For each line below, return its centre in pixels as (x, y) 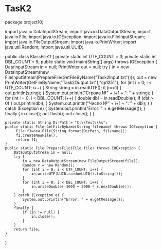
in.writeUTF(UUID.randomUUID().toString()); (77, 174)
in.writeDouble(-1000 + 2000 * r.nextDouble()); (81, 187)
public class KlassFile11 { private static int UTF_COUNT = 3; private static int (81, 56)
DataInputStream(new (27, 72)
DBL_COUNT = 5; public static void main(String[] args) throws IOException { (81, 62)
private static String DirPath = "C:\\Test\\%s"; (56, 123)
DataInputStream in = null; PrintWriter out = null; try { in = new (67, 67)
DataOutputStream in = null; (43, 152)
